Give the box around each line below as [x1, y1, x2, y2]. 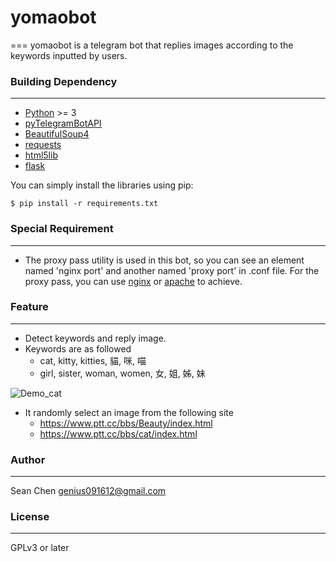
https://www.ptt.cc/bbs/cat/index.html [39, 427, 198, 440]
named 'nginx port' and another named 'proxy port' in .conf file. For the [24, 264, 320, 276]
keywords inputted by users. [10, 49, 128, 61]
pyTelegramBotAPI [24, 117, 102, 130]
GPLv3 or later [10, 542, 70, 554]
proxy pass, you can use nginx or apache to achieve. [24, 275, 243, 287]
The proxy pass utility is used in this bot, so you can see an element [24, 254, 305, 266]
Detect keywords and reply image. [24, 332, 167, 344]
